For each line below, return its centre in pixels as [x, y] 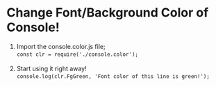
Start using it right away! [52, 68]
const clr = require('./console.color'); [77, 54]
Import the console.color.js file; [61, 46]
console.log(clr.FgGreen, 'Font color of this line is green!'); [113, 76]
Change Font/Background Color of [108, 13]
